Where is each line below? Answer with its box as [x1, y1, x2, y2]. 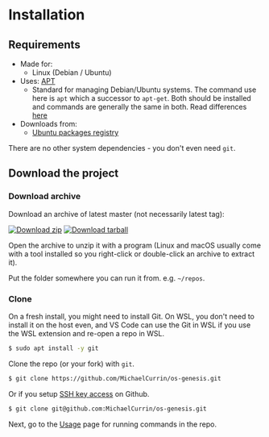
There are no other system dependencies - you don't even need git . [8, 144, 236, 152]
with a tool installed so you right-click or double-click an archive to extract [8, 248, 255, 259]
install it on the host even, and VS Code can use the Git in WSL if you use [8, 320, 251, 330]
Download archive [8, 191, 81, 202]
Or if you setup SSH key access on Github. [8, 389, 150, 398]
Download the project [8, 167, 119, 181]
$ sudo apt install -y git [8, 344, 99, 352]
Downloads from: [19, 119, 78, 128]
